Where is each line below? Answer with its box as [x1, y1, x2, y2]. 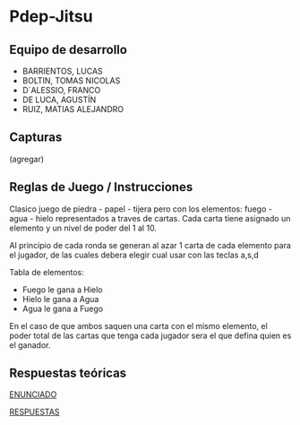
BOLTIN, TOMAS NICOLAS [21, 75, 121, 86]
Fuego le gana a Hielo [21, 284, 103, 295]
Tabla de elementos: [9, 266, 84, 277]
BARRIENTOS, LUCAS [21, 65, 103, 76]
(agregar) [9, 153, 45, 164]
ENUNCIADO [9, 389, 57, 400]
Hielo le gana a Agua [21, 293, 99, 304]
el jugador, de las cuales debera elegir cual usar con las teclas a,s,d [9, 249, 260, 260]
